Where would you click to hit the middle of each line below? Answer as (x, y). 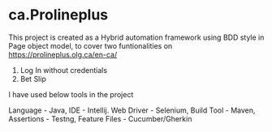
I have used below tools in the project (71, 94)
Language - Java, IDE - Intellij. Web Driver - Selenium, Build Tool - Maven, (132, 110)
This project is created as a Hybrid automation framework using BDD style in (136, 37)
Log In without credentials (64, 70)
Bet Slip (33, 79)
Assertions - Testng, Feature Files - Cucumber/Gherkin (100, 118)
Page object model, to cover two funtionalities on (91, 45)
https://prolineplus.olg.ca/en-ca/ (63, 54)
